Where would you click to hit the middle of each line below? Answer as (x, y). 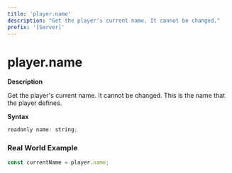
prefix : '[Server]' (36, 27)
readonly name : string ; (43, 130)
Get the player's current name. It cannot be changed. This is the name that (116, 96)
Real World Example (43, 148)
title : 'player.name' (39, 14)
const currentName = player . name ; (59, 163)
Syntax (18, 117)
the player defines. (35, 103)
